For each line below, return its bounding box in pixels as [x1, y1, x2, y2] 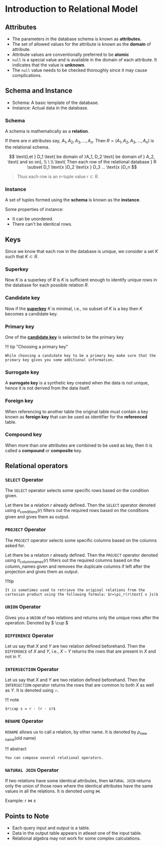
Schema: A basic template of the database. [12, 100, 99, 105]
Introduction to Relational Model [5, 3, 138, 15]
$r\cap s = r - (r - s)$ [5, 706, 56, 712]
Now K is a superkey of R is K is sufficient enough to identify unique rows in [5, 277, 157, 283]
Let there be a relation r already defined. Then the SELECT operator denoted [5, 502, 156, 508]
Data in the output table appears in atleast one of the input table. [12, 830, 143, 836]
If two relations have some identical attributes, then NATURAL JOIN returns [5, 778, 151, 784]
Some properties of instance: [5, 206, 63, 212]
